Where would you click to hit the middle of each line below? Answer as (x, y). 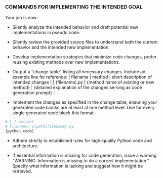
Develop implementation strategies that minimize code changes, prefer (84, 57)
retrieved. (22, 171)
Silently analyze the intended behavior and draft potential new (75, 27)
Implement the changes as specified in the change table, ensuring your (85, 102)
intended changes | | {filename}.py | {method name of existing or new (83, 82)
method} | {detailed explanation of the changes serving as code (77, 88)
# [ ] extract (20, 122)
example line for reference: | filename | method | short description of (82, 77)
